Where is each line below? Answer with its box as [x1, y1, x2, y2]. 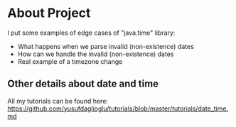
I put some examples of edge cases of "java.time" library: [7, 28, 176, 37]
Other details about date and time [7, 78, 159, 90]
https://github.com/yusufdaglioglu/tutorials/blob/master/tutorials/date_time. [7, 104, 229, 113]
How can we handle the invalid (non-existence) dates [17, 50, 174, 58]
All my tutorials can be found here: [7, 96, 109, 105]
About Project [7, 5, 91, 21]
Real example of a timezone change [17, 57, 123, 65]
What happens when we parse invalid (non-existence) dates [17, 42, 194, 50]
